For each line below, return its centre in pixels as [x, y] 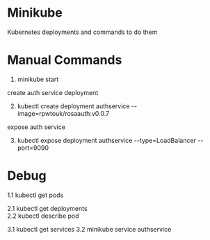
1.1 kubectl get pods [35, 195]
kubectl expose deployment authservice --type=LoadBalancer [107, 140]
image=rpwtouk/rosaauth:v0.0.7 [63, 113]
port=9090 [33, 148]
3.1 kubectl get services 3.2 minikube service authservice [89, 229]
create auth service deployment [53, 92]
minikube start [38, 79]
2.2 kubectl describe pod [43, 216]
